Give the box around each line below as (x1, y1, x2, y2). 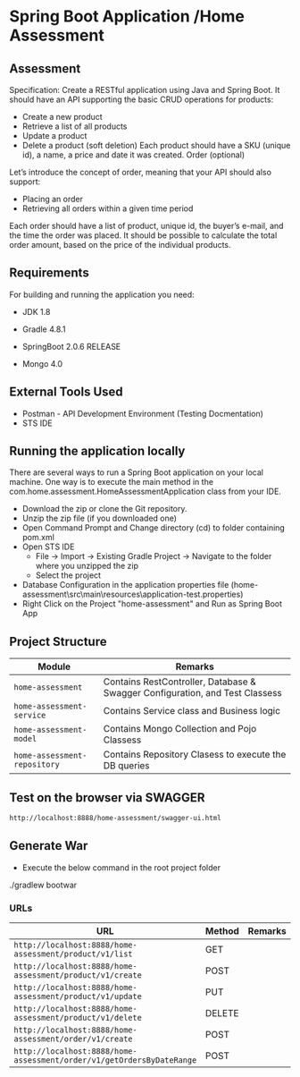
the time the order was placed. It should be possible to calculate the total (9, 230, 278, 241)
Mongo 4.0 (21, 358, 63, 369)
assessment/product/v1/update (13, 991, 143, 1002)
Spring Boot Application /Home (9, 6, 246, 27)
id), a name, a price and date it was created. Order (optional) (21, 149, 246, 160)
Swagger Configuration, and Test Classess (103, 687, 283, 700)
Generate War (9, 838, 88, 853)
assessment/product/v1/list (13, 949, 133, 959)
